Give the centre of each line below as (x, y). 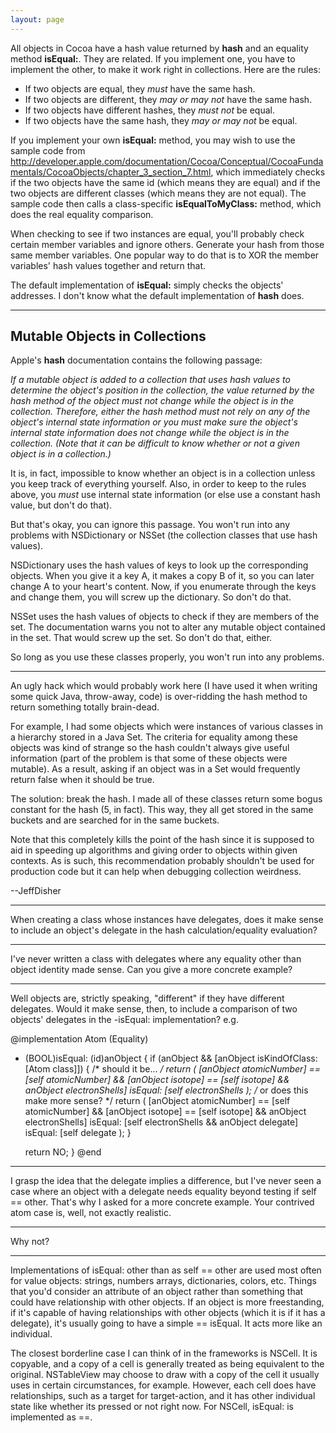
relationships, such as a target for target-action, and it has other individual (163, 1396)
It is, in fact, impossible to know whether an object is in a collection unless (163, 473)
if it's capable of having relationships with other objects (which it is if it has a (168, 1313)
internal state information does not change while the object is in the (150, 433)
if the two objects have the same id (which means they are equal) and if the (165, 182)
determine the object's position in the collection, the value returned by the (162, 390)
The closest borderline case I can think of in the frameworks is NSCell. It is (164, 1353)
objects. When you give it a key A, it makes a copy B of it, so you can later (162, 576)
